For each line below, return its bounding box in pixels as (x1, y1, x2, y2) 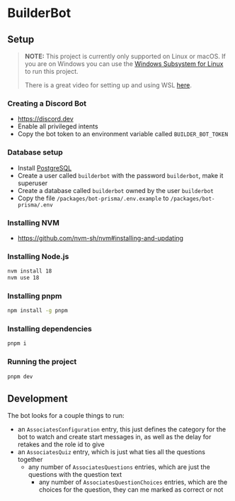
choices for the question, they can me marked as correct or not (38, 485, 224, 494)
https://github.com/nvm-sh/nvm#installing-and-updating (17, 233, 184, 242)
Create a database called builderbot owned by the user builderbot (17, 186, 214, 194)
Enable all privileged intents (17, 122, 98, 131)
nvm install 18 (7, 268, 52, 275)
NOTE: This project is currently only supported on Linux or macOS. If (24, 52, 227, 60)
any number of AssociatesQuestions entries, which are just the (28, 463, 210, 471)
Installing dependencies (7, 324, 92, 334)
